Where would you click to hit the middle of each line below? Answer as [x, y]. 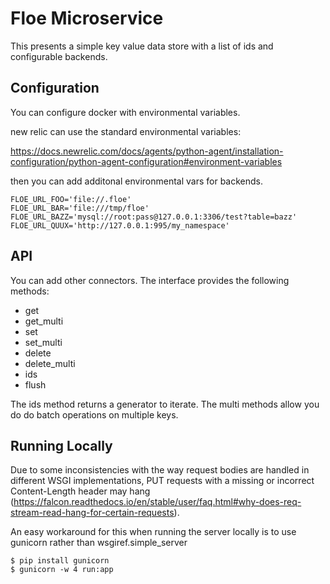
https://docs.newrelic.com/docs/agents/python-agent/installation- [147, 151]
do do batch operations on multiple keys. [94, 414]
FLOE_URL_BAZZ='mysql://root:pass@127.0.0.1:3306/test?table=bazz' [154, 217]
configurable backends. [59, 56]
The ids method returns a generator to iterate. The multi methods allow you [165, 404]
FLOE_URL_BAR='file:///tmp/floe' [80, 208]
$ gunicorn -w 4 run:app [62, 570]
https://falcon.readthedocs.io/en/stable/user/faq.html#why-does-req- [157, 502]
